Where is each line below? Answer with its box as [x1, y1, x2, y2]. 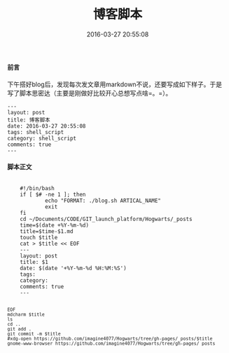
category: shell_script [7, 135, 77, 142]
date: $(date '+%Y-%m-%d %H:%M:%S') [20, 265, 127, 272]
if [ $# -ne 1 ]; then [20, 191, 86, 198]
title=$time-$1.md [20, 227, 74, 235]
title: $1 [20, 258, 49, 265]
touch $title [20, 234, 58, 241]
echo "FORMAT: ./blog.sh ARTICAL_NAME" [44, 197, 161, 204]
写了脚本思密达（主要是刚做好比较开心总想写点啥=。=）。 [7, 88, 172, 97]
